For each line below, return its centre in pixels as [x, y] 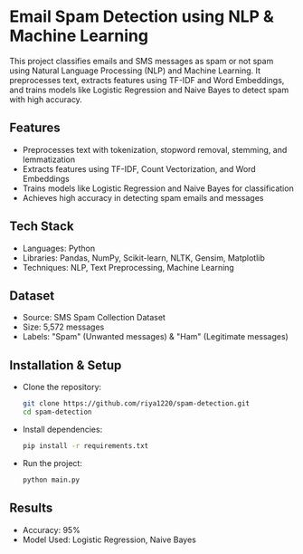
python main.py [51, 480]
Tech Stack [42, 227]
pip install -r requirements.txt [85, 445]
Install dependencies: [62, 429]
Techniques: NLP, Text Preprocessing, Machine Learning [128, 267]
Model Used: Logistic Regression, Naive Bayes [109, 540]
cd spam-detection [57, 412]
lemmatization [48, 159]
